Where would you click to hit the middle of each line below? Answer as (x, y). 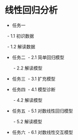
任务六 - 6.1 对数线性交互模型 (43, 132)
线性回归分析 (31, 10)
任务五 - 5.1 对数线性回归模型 (43, 111)
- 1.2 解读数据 (21, 46)
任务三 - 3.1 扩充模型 (34, 79)
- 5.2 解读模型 (28, 121)
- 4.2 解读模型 (28, 100)
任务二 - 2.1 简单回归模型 (38, 57)
